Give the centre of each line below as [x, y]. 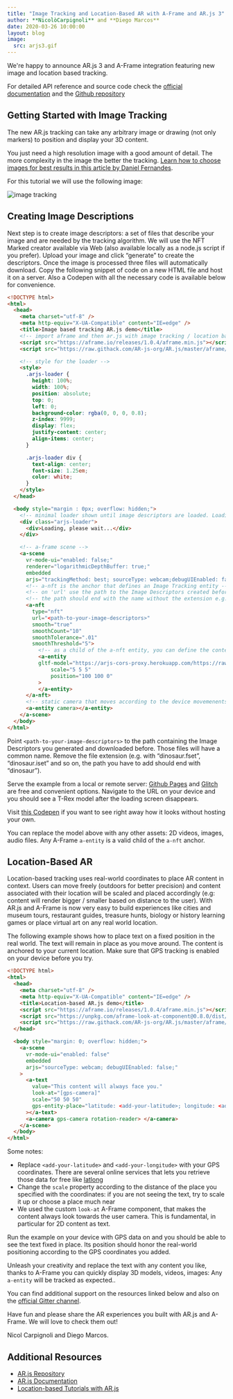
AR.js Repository [41, 1374]
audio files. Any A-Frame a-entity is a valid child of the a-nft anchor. [106, 840]
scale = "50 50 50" [57, 1100]
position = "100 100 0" [82, 676]
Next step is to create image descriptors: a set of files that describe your [111, 233]
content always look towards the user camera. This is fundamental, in [116, 1217]
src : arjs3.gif [35, 46]
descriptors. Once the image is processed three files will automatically [107, 262]
